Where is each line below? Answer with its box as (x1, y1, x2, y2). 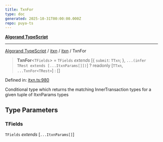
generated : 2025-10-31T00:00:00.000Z (5, 16, 81, 21)
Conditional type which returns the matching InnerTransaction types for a (5, 87, 151, 92)
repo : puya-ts (5, 20, 34, 26)
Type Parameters (5, 106, 58, 114)
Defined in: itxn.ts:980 (5, 77, 49, 83)
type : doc (5, 12, 25, 17)
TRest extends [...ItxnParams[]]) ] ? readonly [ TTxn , (16, 63, 123, 69)
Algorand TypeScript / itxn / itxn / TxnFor (5, 48, 86, 54)
